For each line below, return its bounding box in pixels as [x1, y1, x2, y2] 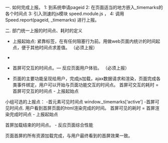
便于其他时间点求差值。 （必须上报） [21, 45, 98, 50]
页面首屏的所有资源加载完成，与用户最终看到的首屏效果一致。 [5, 132, 133, 138]
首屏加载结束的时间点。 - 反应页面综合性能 [5, 122, 94, 128]
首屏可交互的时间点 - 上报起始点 [12, 88, 79, 94]
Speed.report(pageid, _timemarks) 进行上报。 [5, 17, 99, 23]
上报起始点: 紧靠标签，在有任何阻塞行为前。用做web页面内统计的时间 [12, 38, 156, 44]
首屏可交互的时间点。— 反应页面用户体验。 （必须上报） [12, 65, 129, 71]
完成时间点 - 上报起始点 [9, 111, 59, 117]
